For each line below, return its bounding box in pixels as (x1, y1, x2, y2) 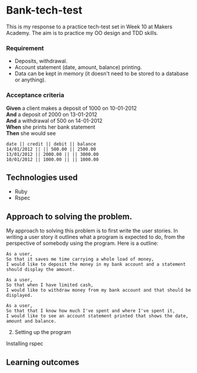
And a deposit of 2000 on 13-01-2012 (6, 110, 97, 118)
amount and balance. (6, 318, 57, 325)
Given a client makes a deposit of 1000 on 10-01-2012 (6, 104, 137, 112)
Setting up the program (14, 329, 72, 336)
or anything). (14, 76, 46, 83)
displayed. (6, 293, 33, 299)
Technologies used (6, 172, 78, 182)
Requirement (6, 44, 44, 52)
